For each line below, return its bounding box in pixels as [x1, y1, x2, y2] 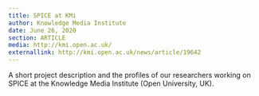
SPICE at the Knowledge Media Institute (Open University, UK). [8, 79, 214, 88]
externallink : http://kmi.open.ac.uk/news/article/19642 [8, 48, 202, 56]
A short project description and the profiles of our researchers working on [8, 71, 251, 79]
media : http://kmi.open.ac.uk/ [8, 41, 112, 49]
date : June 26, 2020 [8, 26, 77, 34]
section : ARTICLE [8, 33, 66, 42]
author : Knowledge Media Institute [8, 19, 127, 27]
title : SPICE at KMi [8, 11, 77, 20]
